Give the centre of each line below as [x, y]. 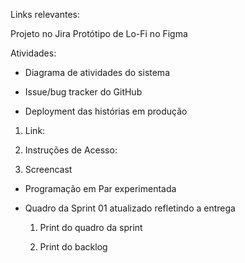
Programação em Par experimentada [100, 188]
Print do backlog [73, 247]
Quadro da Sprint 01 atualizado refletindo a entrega [130, 208]
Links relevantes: [45, 14]
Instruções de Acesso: [71, 150]
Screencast [48, 169]
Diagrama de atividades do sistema [97, 72]
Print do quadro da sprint [91, 227]
